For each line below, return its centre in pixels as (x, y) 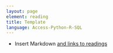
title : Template (26, 22)
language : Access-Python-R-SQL (44, 27)
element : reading (27, 17)
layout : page (22, 11)
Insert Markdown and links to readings (61, 44)
